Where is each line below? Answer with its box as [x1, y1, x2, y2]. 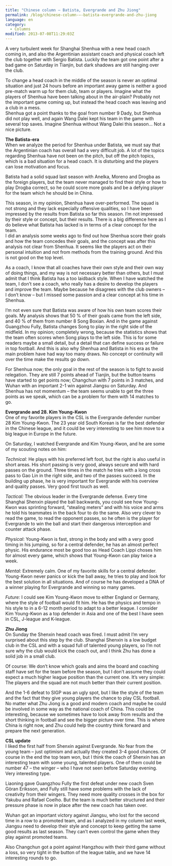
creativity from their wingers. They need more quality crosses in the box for [5, 792, 165, 797]
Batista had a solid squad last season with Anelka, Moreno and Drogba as [5, 174, 160, 180]
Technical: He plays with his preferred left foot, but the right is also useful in [5, 456, 165, 462]
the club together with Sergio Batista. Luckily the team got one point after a [5, 57, 164, 62]
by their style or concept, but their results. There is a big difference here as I [5, 216, 166, 222]
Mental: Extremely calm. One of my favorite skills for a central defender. [5, 568, 157, 574]
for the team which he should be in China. [5, 190, 94, 196]
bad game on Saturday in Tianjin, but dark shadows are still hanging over [5, 62, 159, 68]
